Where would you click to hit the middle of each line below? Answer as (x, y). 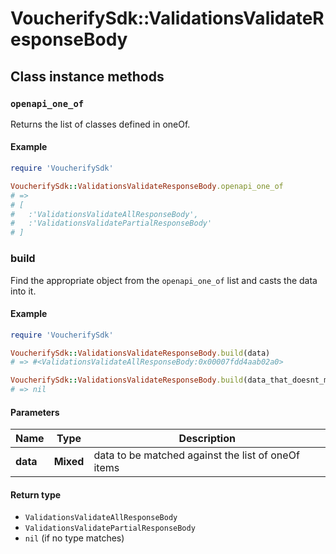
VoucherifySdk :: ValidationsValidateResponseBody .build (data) (140, 353)
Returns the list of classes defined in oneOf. (100, 124)
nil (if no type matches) (74, 538)
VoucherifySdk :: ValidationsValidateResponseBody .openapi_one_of (147, 186)
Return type (36, 494)
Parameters (35, 412)
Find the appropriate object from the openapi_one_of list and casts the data (164, 280)
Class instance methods (87, 76)
